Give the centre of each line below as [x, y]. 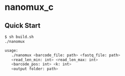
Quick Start [23, 26]
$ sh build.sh [19, 37]
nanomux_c [29, 7]
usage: [11, 50]
